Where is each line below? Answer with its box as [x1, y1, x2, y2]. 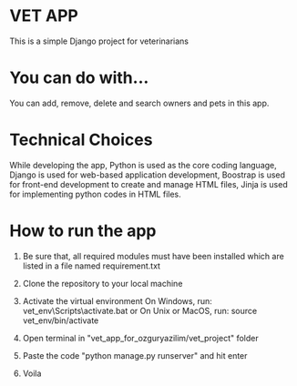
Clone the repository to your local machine [22, 278, 183, 289]
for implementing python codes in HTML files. [9, 188, 181, 199]
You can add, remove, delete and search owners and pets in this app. [9, 97, 270, 108]
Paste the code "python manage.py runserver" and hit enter [22, 350, 248, 361]
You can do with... [9, 67, 149, 88]
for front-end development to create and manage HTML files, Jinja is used [9, 178, 289, 189]
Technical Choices [9, 129, 153, 150]
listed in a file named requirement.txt [22, 260, 161, 271]
